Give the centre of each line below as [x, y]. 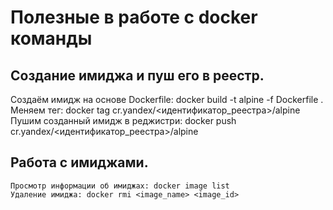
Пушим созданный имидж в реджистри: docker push [123, 120]
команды [51, 38]
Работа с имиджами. [79, 162]
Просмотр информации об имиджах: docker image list [120, 186]
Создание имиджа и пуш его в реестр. [137, 75]
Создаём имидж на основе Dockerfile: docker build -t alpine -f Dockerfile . [167, 99]
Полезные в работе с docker [134, 17]
